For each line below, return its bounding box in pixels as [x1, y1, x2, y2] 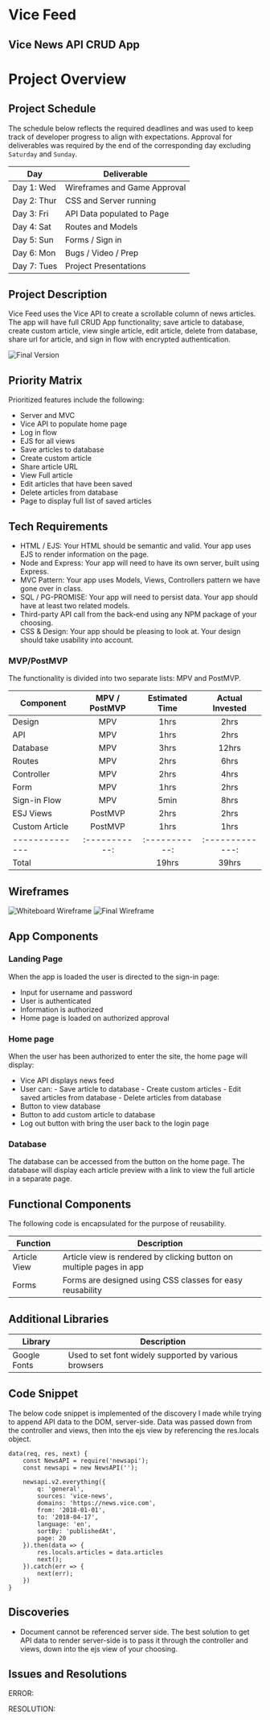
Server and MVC [19, 411, 76, 421]
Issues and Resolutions [8, 1668, 127, 1681]
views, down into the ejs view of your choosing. [19, 1643, 178, 1653]
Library [22, 1336, 51, 1347]
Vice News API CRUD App [8, 38, 141, 52]
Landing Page [8, 953, 63, 964]
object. [8, 1434, 32, 1444]
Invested [212, 703, 247, 714]
